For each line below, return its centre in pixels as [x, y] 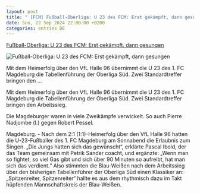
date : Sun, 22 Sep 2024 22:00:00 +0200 [56, 23]
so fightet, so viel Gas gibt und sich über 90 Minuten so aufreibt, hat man [96, 159]
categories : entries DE [36, 28]
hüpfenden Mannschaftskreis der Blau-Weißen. [64, 185]
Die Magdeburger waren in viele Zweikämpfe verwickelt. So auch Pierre [94, 116]
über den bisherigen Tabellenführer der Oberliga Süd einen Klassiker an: [95, 172]
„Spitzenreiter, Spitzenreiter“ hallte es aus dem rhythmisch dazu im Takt [94, 178]
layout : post [22, 12]
